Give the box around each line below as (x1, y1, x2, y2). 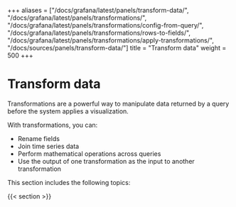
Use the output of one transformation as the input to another (17, 157, 195, 165)
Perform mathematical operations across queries (17, 149, 161, 158)
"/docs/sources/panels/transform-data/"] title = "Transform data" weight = (7, 44, 227, 52)
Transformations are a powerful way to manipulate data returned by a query (7, 99, 230, 108)
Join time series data (17, 142, 80, 150)
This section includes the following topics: (7, 178, 131, 186)
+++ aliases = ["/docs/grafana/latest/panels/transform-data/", (7, 6, 189, 14)
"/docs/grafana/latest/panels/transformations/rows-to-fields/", (7, 28, 191, 37)
